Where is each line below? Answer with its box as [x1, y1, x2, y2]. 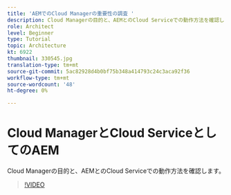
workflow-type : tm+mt [7, 74, 70, 82]
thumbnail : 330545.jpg [7, 55, 73, 62]
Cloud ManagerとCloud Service [7, 125, 193, 141]
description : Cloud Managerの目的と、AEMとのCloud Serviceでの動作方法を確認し [7, 17, 225, 24]
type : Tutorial [7, 36, 51, 43]
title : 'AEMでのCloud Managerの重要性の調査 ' [7, 10, 135, 17]
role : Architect [7, 23, 54, 30]
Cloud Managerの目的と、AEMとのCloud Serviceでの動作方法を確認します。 [7, 167, 225, 175]
